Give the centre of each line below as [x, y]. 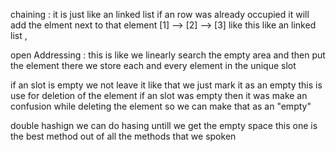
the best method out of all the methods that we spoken [123, 136]
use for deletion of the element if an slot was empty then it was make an [159, 95]
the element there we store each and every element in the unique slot [153, 65]
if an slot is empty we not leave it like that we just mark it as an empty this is [166, 85]
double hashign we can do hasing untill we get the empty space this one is [164, 125]
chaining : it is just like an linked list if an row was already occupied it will [160, 14]
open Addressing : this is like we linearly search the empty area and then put [168, 55]
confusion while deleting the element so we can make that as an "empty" [161, 106]
